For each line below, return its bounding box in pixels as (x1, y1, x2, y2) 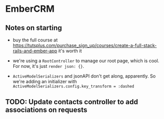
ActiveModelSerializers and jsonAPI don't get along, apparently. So (12, 73, 156, 79)
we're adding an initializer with (12, 79, 77, 84)
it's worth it (58, 48, 82, 54)
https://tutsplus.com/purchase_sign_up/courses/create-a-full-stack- (12, 42, 157, 49)
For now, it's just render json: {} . (12, 63, 84, 69)
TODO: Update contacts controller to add (5, 98, 138, 106)
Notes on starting (5, 23, 62, 32)
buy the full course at (12, 37, 58, 43)
